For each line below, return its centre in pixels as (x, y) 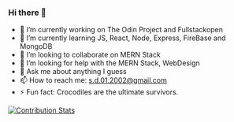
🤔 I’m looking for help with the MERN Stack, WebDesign (110, 63)
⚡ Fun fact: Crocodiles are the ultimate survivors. (99, 92)
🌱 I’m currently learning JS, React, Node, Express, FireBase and (123, 38)
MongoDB (36, 46)
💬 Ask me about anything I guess (73, 72)
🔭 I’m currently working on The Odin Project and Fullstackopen (121, 30)
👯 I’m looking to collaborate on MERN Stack (90, 55)
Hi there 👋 (28, 13)
